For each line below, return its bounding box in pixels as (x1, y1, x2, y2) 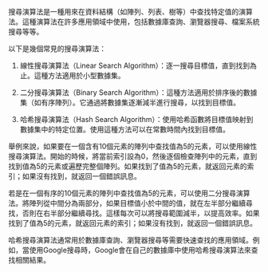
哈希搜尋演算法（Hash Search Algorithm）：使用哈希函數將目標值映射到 (19, 115, 254, 124)
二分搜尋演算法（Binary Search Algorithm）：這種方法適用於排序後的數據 (19, 88, 258, 97)
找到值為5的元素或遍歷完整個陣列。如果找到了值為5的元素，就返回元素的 (8, 162, 247, 171)
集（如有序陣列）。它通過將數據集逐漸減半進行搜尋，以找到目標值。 (19, 98, 241, 107)
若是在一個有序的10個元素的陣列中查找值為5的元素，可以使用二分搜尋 (8, 188, 237, 198)
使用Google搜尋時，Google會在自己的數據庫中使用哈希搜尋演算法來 (29, 246, 251, 254)
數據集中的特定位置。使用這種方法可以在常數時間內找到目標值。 (19, 124, 230, 134)
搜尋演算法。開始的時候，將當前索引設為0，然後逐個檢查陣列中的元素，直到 (8, 152, 258, 161)
